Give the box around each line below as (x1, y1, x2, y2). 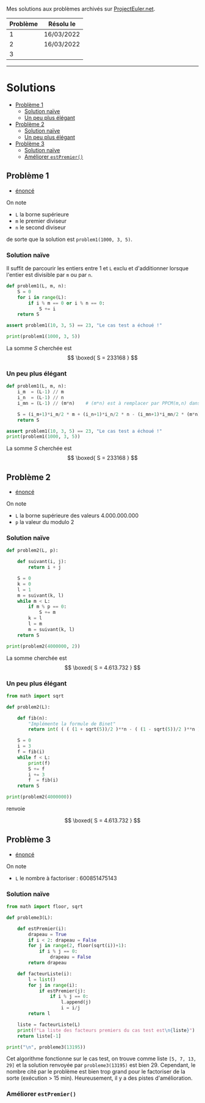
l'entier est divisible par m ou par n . (6, 271, 93, 279)
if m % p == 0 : (28, 603, 67, 610)
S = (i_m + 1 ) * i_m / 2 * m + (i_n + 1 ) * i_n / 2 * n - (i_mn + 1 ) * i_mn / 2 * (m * (17, 411, 195, 418)
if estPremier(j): (38, 987, 86, 994)
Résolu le (48, 20, 76, 28)
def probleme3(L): (6, 914, 53, 921)
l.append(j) (60, 999, 92, 1005)
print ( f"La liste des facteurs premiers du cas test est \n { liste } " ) (17, 1027, 195, 1033)
